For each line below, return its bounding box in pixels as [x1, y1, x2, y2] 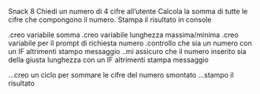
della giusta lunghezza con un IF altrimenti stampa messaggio [8, 55, 209, 64]
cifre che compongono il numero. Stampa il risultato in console [8, 15, 212, 24]
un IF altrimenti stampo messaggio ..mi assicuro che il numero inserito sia [8, 47, 247, 56]
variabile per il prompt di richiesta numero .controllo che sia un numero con [8, 38, 252, 48]
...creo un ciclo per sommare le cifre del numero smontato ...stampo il [8, 70, 234, 79]
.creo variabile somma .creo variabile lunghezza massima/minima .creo [8, 31, 239, 39]
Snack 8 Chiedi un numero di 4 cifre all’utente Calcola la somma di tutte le [8, 7, 248, 16]
